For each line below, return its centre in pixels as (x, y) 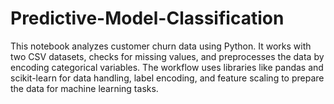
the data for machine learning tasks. (84, 88)
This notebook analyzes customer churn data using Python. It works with (161, 46)
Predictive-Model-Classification (147, 18)
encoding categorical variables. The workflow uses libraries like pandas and (167, 67)
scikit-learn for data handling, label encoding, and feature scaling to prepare (167, 78)
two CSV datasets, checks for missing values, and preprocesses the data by (167, 56)
